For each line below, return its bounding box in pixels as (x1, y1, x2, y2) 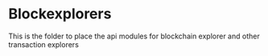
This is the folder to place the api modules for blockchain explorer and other (8, 31, 260, 41)
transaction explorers (8, 39, 79, 49)
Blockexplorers (8, 5, 112, 23)
